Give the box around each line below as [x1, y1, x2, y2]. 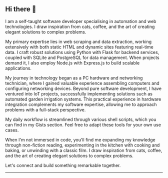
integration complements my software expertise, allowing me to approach [5, 101, 157, 107]
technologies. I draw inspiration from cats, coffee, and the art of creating [5, 23, 155, 29]
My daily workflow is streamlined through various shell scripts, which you [5, 116, 156, 122]
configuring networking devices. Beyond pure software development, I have [5, 85, 161, 91]
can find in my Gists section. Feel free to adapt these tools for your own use [5, 121, 161, 127]
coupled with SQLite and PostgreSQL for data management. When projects [5, 54, 159, 60]
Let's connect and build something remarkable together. [5, 162, 121, 168]
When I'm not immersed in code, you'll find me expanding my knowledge [5, 136, 156, 142]
